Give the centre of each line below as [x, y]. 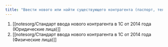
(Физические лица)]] [34, 40]
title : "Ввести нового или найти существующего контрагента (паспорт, [80, 10]
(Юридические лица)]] [36, 29]
